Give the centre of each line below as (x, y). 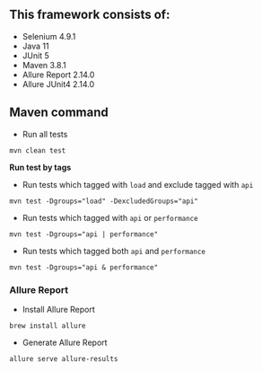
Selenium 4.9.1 (49, 36)
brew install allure (48, 326)
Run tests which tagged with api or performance (110, 217)
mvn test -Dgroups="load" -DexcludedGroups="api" (104, 201)
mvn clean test (38, 150)
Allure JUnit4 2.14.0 (58, 84)
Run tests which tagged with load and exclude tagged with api (138, 184)
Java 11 (35, 46)
